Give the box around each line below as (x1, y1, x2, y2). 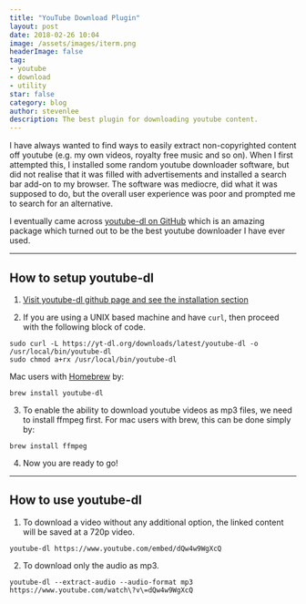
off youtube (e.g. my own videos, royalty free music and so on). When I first (9, 149, 293, 160)
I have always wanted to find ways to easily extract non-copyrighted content (9, 140, 297, 151)
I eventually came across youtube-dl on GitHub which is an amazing (9, 216, 265, 227)
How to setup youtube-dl (9, 270, 155, 285)
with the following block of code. (22, 321, 146, 333)
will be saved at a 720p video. (22, 526, 135, 537)
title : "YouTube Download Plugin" (9, 13, 141, 23)
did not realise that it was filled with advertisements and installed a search (9, 169, 287, 180)
